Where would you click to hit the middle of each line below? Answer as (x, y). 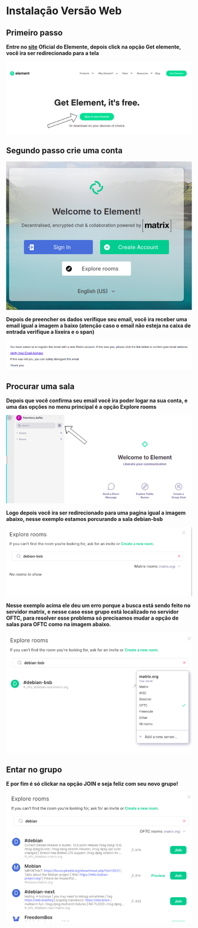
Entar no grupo (34, 769)
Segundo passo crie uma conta (64, 150)
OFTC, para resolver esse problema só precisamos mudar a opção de (92, 618)
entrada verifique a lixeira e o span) (50, 331)
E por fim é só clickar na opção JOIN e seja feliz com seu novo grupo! (92, 784)
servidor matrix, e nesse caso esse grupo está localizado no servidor (93, 612)
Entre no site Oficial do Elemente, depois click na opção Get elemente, (94, 47)
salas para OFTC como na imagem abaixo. (59, 624)
